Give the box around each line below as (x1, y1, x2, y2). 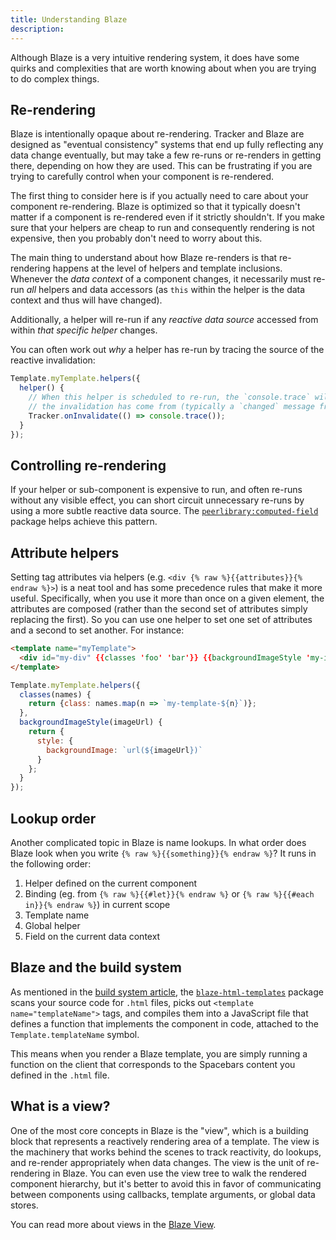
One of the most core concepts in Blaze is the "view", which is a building (10, 1124, 309, 1136)
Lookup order (10, 810, 97, 827)
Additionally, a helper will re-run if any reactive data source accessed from (10, 314, 319, 326)
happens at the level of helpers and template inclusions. (52, 262, 283, 275)
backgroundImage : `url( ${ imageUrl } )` (46, 745, 203, 755)
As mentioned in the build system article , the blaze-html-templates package (10, 986, 324, 998)
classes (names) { (19, 689, 92, 700)
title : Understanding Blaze (10, 14, 128, 25)
